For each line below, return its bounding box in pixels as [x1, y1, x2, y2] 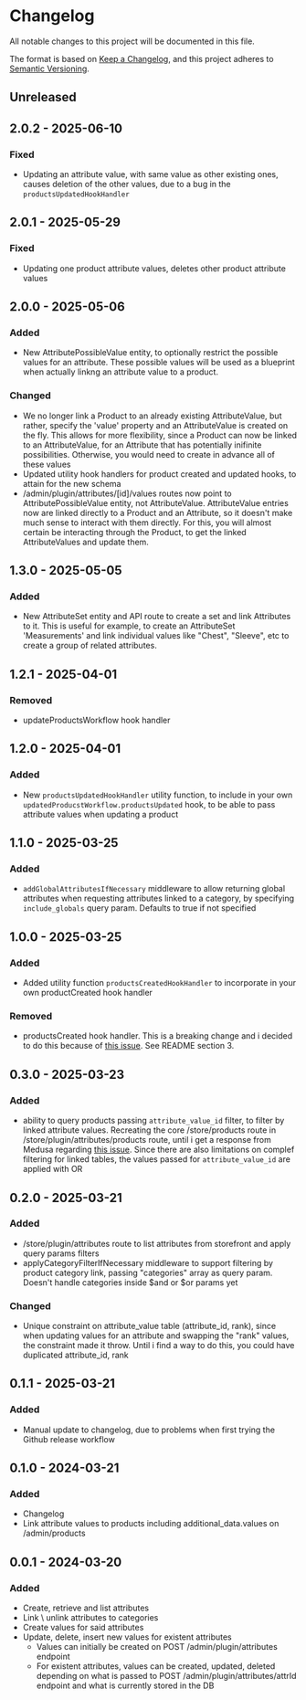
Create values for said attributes [22, 1622, 144, 1633]
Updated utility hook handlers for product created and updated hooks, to [22, 468, 297, 480]
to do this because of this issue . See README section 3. [22, 1040, 235, 1051]
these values [22, 459, 71, 470]
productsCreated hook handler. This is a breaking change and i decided [22, 1030, 293, 1041]
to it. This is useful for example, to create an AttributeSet [22, 620, 236, 631]
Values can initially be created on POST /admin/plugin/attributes [36, 1642, 279, 1652]
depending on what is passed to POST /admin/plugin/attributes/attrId [36, 1671, 297, 1682]
